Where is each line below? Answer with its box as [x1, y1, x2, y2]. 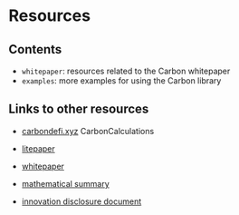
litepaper [21, 142, 55, 154]
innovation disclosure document [21, 196, 142, 207]
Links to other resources [8, 102, 149, 117]
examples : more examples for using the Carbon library [21, 75, 222, 86]
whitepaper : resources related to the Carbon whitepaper [21, 65, 231, 76]
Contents [8, 42, 62, 57]
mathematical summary [21, 178, 110, 189]
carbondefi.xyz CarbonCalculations [21, 125, 155, 136]
